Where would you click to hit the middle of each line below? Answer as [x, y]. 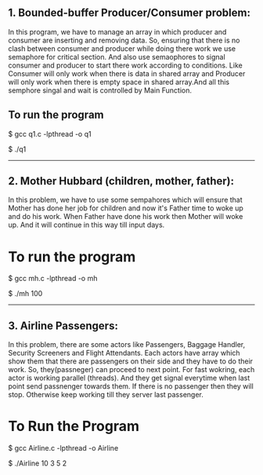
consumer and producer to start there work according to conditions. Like [125, 65]
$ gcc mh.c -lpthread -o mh [53, 279]
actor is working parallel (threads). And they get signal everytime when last [129, 378]
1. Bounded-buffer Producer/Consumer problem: [129, 13]
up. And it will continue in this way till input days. [86, 225]
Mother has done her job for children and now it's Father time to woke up [126, 208]
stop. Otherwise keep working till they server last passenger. [106, 395]
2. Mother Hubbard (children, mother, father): [121, 181]
